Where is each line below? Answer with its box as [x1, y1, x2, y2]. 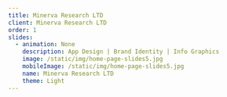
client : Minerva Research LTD [8, 19, 108, 27]
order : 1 [8, 26, 37, 34]
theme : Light [22, 77, 65, 84]
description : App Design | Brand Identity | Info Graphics [22, 48, 220, 56]
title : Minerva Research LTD [8, 11, 104, 20]
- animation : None [15, 41, 76, 48]
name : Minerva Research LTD [22, 70, 114, 77]
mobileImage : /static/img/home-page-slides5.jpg [22, 63, 185, 70]
